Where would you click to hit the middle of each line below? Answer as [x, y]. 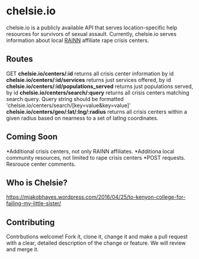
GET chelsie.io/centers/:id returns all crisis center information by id [90, 74]
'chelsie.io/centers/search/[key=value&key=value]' [69, 105]
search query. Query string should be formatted [65, 99]
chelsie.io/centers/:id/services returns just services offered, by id [89, 80]
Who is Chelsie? [37, 183]
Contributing [30, 222]
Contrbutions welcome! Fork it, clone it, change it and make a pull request [97, 237]
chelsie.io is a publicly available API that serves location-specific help [92, 28]
